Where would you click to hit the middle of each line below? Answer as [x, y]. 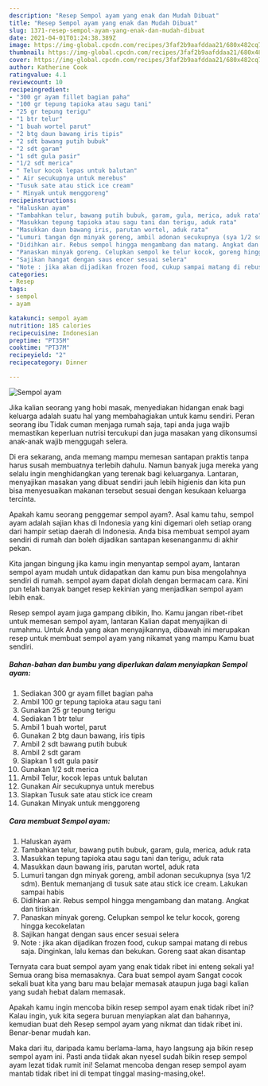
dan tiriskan [40, 909]
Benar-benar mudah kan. [50, 1032]
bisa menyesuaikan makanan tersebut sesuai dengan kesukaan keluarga [128, 491]
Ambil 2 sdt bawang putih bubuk [74, 743]
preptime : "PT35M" [39, 340]
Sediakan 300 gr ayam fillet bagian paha [87, 693]
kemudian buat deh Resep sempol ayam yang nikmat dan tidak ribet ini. [126, 1024]
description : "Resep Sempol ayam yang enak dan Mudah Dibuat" [114, 16]
